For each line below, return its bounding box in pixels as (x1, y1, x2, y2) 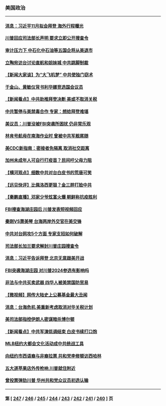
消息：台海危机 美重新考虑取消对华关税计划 (5, 304, 93, 310)
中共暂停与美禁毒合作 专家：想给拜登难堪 (5, 109, 89, 115)
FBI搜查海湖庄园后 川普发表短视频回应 (5, 206, 83, 212)
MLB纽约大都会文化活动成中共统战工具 (5, 341, 84, 347)
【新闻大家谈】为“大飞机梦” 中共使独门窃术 (5, 72, 93, 78)
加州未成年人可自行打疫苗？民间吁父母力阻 (5, 157, 92, 163)
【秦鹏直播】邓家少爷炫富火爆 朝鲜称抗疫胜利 (5, 194, 97, 200)
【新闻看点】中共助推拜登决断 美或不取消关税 (5, 96, 97, 102)
